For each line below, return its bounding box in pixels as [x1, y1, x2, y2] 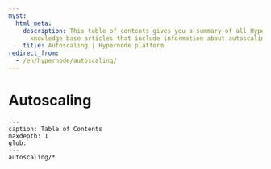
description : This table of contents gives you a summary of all [23, 27, 248, 35]
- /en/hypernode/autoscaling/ [15, 57, 117, 65]
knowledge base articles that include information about [29, 34, 226, 43]
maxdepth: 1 [8, 132, 48, 140]
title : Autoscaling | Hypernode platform [23, 42, 164, 50]
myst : [8, 11, 27, 20]
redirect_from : [8, 49, 60, 57]
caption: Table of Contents [8, 125, 103, 133]
